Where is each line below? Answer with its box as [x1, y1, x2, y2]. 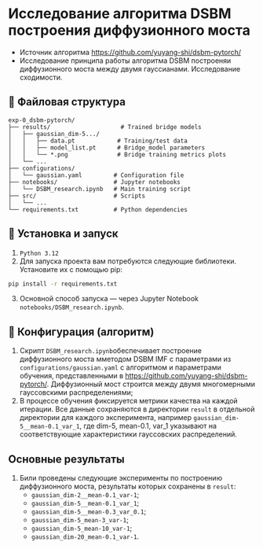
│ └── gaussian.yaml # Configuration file [8, 171, 184, 179]
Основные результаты [8, 452, 125, 466]
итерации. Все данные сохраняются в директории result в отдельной [19, 404, 255, 414]
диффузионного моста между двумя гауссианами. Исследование [19, 64, 241, 73]
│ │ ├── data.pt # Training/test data [8, 137, 188, 145]
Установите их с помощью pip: [19, 264, 123, 274]
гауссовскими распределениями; [19, 388, 133, 397]
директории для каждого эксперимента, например [19, 413, 192, 422]
